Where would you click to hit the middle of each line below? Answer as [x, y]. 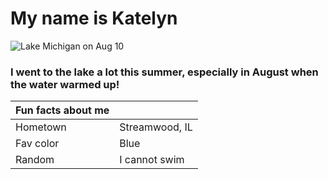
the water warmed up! [65, 84]
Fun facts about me [62, 110]
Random [35, 160]
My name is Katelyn [94, 18]
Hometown [41, 127]
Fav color [37, 144]
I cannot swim [152, 160]
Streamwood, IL [156, 127]
